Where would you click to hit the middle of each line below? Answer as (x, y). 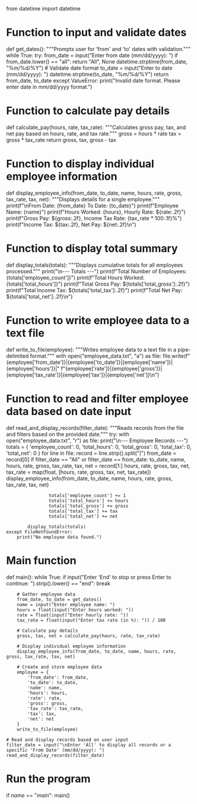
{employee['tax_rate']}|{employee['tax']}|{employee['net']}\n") (83, 375)
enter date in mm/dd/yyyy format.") (49, 87)
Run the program (48, 779)
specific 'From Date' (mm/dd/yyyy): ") (55, 750)
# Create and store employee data (59, 667)
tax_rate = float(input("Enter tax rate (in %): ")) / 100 (91, 620)
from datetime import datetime (44, 9)
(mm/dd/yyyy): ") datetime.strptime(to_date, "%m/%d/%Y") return (88, 74)
